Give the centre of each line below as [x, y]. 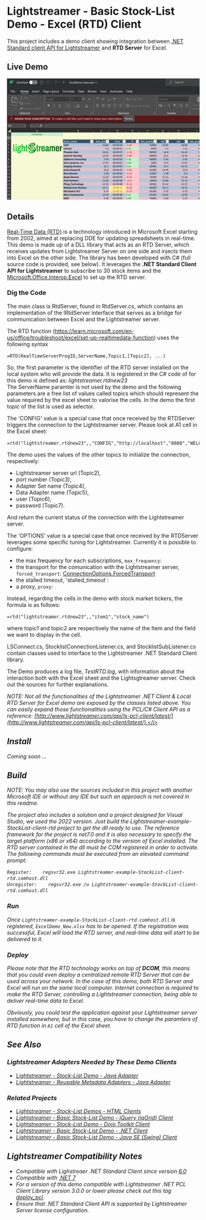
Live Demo [28, 67]
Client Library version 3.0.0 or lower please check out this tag [94, 1191]
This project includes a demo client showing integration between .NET [95, 41]
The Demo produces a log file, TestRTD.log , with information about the [96, 671]
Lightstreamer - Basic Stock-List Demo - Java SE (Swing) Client [96, 1137]
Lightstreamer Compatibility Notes [75, 1157]
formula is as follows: [34, 604]
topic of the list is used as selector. [51, 406]
